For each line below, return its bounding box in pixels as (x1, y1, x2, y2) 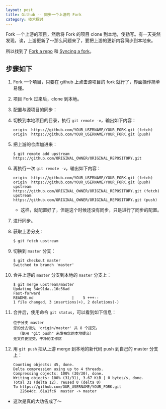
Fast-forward (13, 291, 41, 296)
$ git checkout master (13, 258, 61, 263)
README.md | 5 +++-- (13, 295, 99, 300)
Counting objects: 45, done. (13, 362, 74, 368)
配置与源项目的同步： (13, 107, 57, 113)
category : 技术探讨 (6, 17, 44, 22)
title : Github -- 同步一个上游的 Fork (6, 12, 82, 17)
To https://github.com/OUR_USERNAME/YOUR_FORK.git (13, 384, 122, 389)
